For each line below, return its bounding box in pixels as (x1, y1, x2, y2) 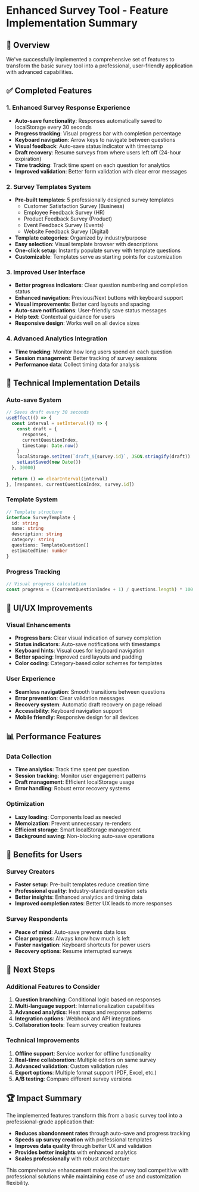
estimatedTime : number (11, 548, 68, 554)
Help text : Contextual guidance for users (14, 313, 116, 321)
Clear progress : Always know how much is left (14, 935, 130, 942)
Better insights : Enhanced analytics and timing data (14, 893, 143, 901)
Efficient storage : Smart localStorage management (14, 826, 141, 833)
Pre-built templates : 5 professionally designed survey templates (14, 196, 174, 203)
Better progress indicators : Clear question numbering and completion (14, 281, 188, 289)
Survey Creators (6, 868, 55, 876)
